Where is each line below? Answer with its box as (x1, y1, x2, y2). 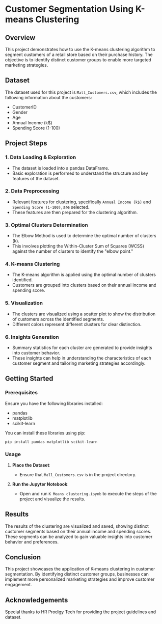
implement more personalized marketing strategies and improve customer (5, 576, 155, 582)
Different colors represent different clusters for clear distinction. (12, 321, 142, 327)
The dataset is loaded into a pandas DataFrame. (12, 165, 109, 171)
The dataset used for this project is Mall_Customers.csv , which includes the (5, 89, 157, 95)
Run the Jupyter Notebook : (12, 481, 69, 487)
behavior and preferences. (5, 539, 59, 544)
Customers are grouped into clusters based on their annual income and (12, 282, 157, 288)
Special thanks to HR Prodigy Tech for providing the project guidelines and (5, 609, 156, 615)
